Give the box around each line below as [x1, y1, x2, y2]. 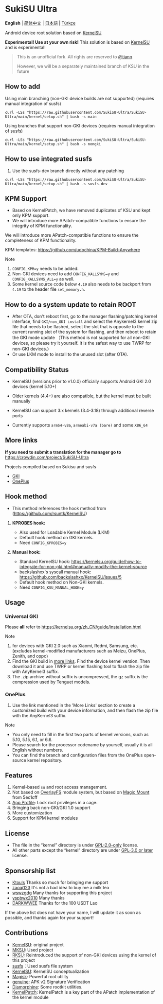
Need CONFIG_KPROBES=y [19, 540, 67, 546]
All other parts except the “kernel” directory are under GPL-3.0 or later [12, 847, 153, 853]
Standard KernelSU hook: [19, 558, 71, 564]
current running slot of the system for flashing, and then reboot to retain [12, 329, 157, 335]
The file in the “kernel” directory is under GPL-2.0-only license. [12, 842, 139, 848]
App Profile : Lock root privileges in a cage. [12, 800, 98, 806]
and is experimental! [5, 44, 46, 50]
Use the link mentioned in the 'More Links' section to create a [12, 702, 135, 708]
